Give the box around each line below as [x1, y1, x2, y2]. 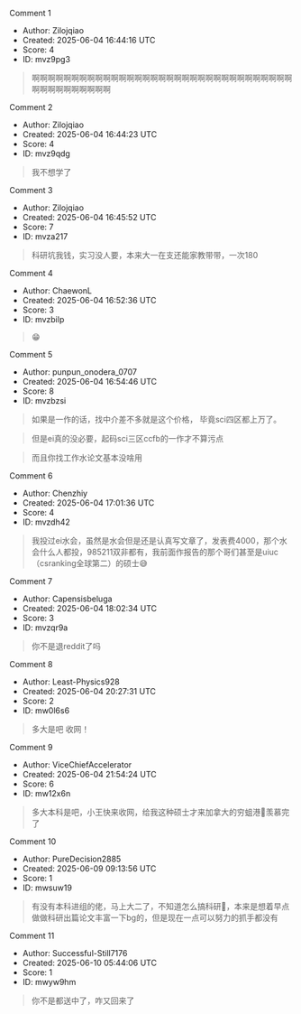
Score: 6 [22, 778, 55, 789]
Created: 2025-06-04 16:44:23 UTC [22, 129, 158, 139]
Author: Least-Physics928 [22, 676, 120, 687]
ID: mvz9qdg [22, 148, 70, 159]
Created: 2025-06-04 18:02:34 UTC [22, 603, 158, 613]
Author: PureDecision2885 [22, 853, 122, 864]
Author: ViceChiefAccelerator [22, 759, 132, 770]
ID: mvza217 [22, 231, 68, 242]
